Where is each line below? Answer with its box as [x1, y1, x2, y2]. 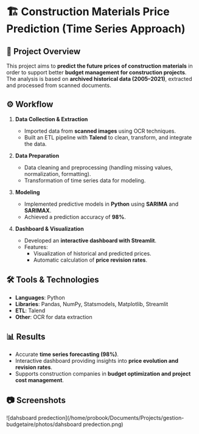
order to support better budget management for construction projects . [6, 69, 187, 76]
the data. [24, 140, 47, 147]
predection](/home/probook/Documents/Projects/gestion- [38, 415, 184, 422]
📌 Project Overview [6, 46, 81, 57]
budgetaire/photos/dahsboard [6, 421, 82, 428]
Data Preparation [15, 152, 60, 159]
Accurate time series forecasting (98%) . [15, 351, 119, 358]
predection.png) [83, 421, 124, 428]
